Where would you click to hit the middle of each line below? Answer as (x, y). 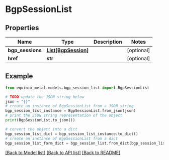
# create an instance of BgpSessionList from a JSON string (70, 106)
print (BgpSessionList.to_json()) (40, 120)
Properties (22, 28)
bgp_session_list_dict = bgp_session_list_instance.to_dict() (72, 134)
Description (108, 42)
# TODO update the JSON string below (45, 97)
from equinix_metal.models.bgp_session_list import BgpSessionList (77, 88)
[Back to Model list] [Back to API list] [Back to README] (63, 153)
